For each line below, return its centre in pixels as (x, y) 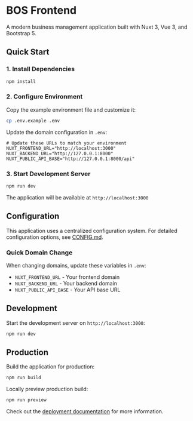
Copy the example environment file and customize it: (71, 110)
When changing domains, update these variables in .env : (76, 265)
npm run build (24, 378)
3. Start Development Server (48, 174)
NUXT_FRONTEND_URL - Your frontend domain (67, 277)
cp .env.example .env (33, 121)
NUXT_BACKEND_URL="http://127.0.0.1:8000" (60, 153)
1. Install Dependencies (41, 69)
